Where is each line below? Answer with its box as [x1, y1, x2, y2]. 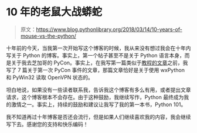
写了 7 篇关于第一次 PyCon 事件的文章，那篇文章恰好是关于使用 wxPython [6, 66, 185, 73]
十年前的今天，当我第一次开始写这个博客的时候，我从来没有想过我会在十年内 [6, 45, 191, 52]
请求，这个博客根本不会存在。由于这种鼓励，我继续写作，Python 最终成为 [6, 93, 184, 100]
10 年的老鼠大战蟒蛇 [6, 5, 103, 19]
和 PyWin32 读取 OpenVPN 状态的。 [6, 74, 94, 81]
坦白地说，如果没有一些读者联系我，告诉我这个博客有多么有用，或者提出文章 [6, 86, 191, 93]
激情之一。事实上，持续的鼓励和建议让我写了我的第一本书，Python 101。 [11, 101, 186, 108]
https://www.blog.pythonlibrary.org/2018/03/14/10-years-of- [36, 26, 183, 33]
